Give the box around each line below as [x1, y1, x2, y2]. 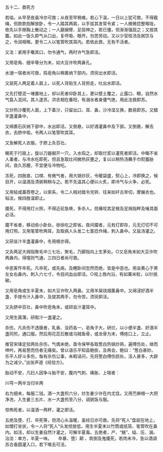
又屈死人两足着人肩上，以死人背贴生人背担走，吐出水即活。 [5, 80, 124, 86]
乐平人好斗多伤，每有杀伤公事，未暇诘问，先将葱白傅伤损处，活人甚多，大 [5, 353, 154, 359]
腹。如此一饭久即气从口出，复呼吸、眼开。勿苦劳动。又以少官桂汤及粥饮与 [5, 33, 154, 38]
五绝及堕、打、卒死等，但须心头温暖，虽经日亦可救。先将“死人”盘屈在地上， [5, 417, 158, 423]
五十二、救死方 [5, 4, 35, 10]
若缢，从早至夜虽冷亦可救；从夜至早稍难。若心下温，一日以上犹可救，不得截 [5, 15, 158, 20]
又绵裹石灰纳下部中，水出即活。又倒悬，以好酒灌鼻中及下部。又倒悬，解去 [5, 124, 154, 129]
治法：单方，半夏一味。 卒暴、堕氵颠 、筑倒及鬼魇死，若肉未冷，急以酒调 [5, 435, 157, 441]
